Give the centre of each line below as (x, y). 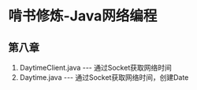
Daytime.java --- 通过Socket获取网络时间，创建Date (104, 77)
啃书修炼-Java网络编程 (83, 16)
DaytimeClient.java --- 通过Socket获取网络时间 (95, 68)
